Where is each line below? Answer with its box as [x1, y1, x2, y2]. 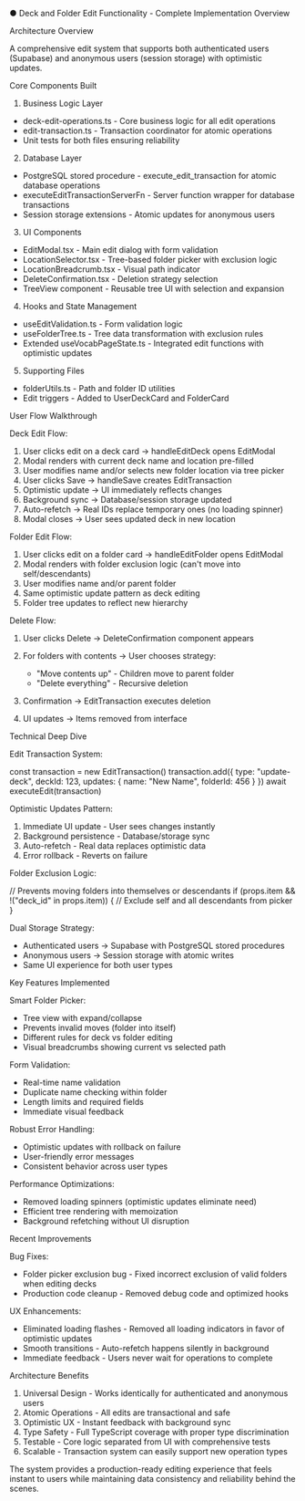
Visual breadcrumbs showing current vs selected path [22, 1042, 226, 1052]
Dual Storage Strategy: [9, 922, 95, 933]
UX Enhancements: [9, 1306, 82, 1317]
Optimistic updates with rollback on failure [22, 1141, 181, 1152]
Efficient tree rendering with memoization [22, 1206, 178, 1216]
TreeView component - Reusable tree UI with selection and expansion [22, 283, 285, 294]
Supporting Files [22, 365, 85, 376]
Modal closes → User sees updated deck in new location [22, 514, 237, 524]
